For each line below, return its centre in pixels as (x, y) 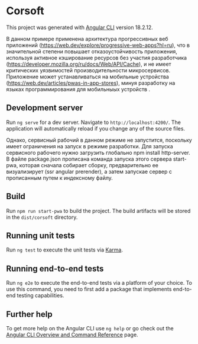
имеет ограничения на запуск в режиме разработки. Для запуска (90, 146)
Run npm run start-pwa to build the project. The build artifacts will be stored (98, 211)
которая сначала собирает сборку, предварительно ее (89, 165)
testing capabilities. (40, 295)
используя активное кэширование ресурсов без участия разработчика (97, 58)
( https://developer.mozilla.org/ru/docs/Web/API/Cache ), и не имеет (89, 64)
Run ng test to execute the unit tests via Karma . (64, 250)
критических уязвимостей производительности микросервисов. (88, 70)
